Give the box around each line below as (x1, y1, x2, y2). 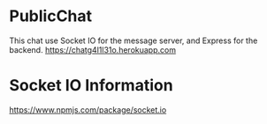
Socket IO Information (9, 76, 174, 96)
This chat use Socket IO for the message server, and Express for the (9, 35, 258, 46)
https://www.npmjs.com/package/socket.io (9, 104, 167, 115)
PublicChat (9, 6, 93, 26)
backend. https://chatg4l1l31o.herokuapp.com (9, 44, 177, 55)
